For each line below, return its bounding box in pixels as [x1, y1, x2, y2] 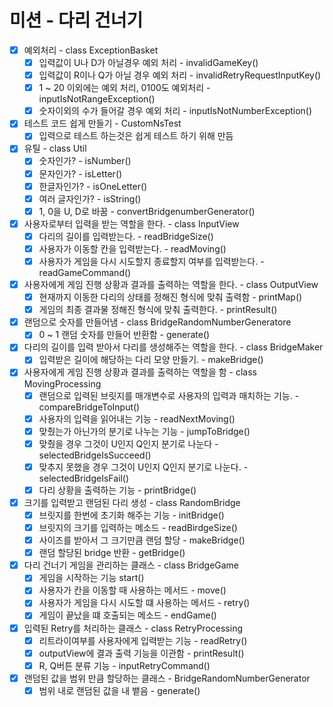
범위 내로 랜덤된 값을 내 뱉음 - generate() [38, 684, 201, 696]
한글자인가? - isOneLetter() [38, 180, 148, 192]
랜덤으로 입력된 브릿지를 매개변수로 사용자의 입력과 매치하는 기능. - [38, 389, 300, 401]
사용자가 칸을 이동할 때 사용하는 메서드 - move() [38, 584, 227, 596]
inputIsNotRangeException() [38, 93, 156, 105]
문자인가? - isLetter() [38, 167, 123, 180]
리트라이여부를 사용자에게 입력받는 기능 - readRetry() [38, 634, 248, 646]
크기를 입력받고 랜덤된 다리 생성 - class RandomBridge [23, 496, 241, 508]
